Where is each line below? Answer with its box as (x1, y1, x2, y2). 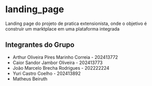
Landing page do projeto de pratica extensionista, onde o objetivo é (5, 20, 147, 26)
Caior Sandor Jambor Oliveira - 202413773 (12, 60, 103, 66)
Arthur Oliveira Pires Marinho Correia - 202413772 (12, 54, 118, 60)
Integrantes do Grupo (5, 41, 75, 49)
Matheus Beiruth (12, 75, 48, 82)
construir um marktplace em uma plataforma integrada (5, 25, 120, 32)
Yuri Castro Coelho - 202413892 (12, 70, 81, 76)
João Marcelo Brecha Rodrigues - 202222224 (12, 65, 110, 71)
